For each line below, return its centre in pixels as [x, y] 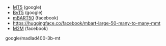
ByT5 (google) [28, 12]
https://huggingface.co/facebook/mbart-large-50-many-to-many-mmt [87, 23]
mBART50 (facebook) [35, 18]
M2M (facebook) [30, 28]
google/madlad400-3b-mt [33, 38]
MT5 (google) [27, 7]
